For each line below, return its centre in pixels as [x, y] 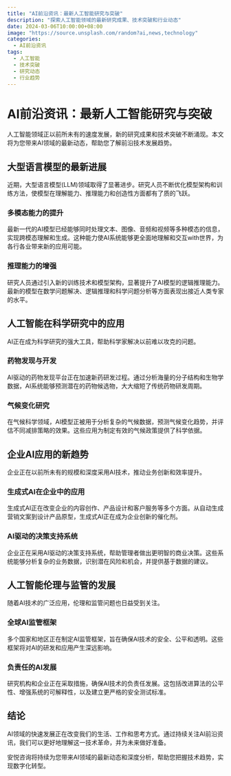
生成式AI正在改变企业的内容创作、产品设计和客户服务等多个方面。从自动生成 [115, 508]
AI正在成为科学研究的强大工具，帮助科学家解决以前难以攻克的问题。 [103, 341]
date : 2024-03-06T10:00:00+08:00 [55, 26]
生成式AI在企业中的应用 [46, 492]
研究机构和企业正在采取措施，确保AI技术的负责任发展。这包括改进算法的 [109, 683]
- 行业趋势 [27, 78]
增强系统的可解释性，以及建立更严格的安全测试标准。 [94, 692]
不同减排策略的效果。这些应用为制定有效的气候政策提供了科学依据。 [109, 430]
